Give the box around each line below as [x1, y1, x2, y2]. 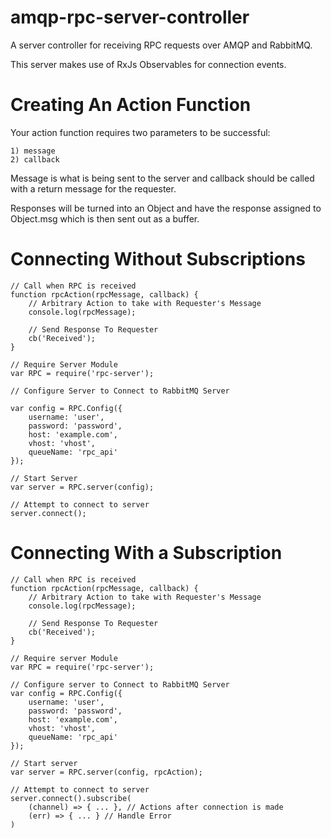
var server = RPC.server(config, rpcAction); [10, 767, 203, 777]
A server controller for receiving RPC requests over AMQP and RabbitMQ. [10, 39, 313, 51]
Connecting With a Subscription [10, 542, 283, 564]
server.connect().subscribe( [10, 793, 132, 803]
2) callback [10, 154, 60, 165]
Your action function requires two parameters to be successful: [10, 126, 271, 138]
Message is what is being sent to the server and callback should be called [10, 172, 315, 184]
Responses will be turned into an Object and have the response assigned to [10, 202, 322, 214]
